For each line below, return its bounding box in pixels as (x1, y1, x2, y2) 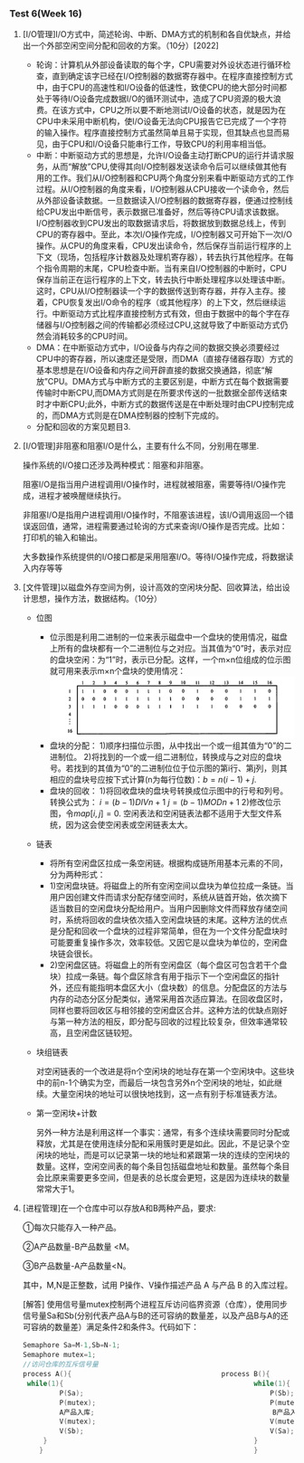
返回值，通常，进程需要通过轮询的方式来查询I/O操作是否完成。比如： (30, 521, 288, 532)
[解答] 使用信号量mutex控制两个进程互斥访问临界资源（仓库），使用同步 (22, 1299, 288, 1310)
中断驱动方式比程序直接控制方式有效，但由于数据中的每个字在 (52, 309, 282, 319)
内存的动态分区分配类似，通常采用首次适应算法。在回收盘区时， (49, 993, 288, 1004)
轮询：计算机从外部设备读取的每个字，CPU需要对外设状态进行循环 (35, 60, 283, 71)
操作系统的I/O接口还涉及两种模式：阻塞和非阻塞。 (22, 460, 209, 470)
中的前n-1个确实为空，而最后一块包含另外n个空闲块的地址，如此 (35, 1078, 275, 1088)
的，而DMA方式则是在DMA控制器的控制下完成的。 (35, 410, 224, 421)
